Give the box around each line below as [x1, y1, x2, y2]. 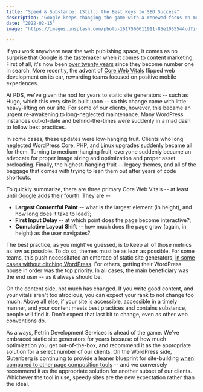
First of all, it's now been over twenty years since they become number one [6, 60, 195, 68]
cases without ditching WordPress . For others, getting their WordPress [6, 261, 182, 268]
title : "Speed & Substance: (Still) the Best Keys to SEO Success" [6, 8, 180, 15]
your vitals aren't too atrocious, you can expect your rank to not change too [6, 292, 195, 299]
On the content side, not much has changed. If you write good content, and [6, 285, 194, 292]
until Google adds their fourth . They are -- [6, 192, 111, 200]
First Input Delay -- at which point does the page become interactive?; [14, 217, 192, 224]
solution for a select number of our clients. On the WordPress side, [6, 348, 172, 356]
